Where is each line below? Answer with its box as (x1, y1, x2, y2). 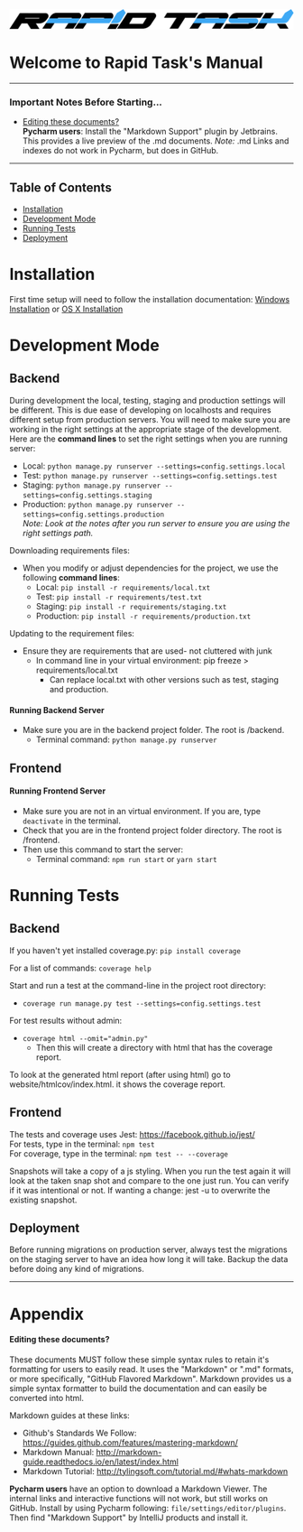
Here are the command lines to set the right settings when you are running (9, 433, 289, 444)
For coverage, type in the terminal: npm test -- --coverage (9, 1147, 228, 1159)
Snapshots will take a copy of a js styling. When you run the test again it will (9, 1165, 291, 1176)
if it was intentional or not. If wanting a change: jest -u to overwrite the (9, 1184, 271, 1195)
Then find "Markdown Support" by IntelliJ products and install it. (9, 1512, 249, 1523)
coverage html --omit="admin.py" (22, 1034, 149, 1043)
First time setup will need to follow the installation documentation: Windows (9, 293, 290, 304)
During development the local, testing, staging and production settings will (9, 395, 286, 405)
